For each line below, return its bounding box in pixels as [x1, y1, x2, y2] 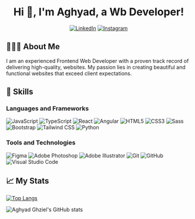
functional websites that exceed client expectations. [6, 70, 132, 77]
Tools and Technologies [6, 139, 76, 147]
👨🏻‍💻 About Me [6, 42, 60, 52]
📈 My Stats [6, 176, 49, 186]
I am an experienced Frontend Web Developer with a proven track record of [6, 57, 189, 64]
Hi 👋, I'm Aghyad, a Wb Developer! [13, 5, 184, 19]
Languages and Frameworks [6, 105, 89, 113]
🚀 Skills [6, 87, 33, 97]
